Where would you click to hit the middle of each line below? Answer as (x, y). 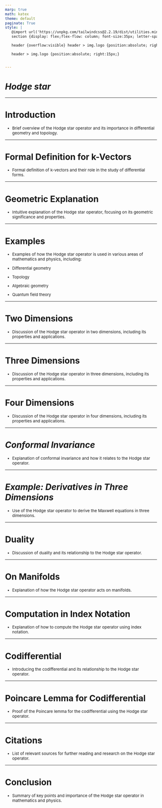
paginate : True (20, 23)
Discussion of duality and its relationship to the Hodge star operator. (77, 553)
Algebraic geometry (30, 286)
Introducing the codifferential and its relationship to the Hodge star (75, 669)
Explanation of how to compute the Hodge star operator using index (77, 627)
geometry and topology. (35, 133)
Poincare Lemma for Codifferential (75, 698)
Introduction (30, 115)
